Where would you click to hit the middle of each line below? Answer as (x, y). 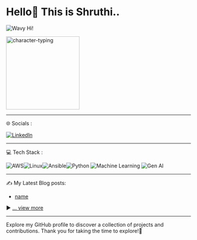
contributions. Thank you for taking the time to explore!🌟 (74, 231)
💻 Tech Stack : (24, 152)
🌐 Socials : (19, 123)
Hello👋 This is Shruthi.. (63, 12)
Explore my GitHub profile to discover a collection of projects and (85, 224)
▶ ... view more (25, 208)
